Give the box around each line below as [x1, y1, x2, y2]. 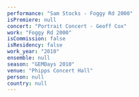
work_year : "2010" [7, 48, 60, 55]
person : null [7, 73, 45, 81]
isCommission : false [7, 36, 66, 42]
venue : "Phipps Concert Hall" [7, 67, 94, 74]
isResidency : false [7, 42, 63, 48]
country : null [7, 80, 48, 87]
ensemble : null [7, 55, 51, 61]
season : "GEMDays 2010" [7, 61, 75, 68]
